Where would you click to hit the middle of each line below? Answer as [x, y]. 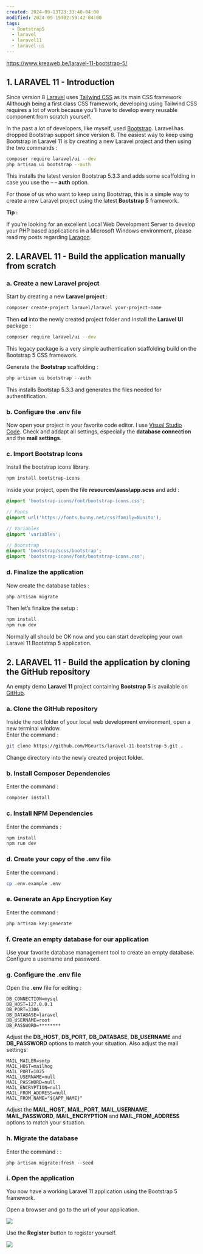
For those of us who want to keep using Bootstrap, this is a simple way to [98, 194]
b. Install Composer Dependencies [58, 774]
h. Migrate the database [42, 1138]
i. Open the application [40, 1178]
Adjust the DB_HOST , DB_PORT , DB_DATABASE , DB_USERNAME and [94, 1037]
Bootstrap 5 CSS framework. [42, 355]
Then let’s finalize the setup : [42, 608]
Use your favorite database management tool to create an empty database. [100, 952]
